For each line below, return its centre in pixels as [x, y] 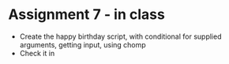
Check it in [37, 53]
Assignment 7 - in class [87, 15]
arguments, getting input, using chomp [83, 44]
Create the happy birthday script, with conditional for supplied [120, 36]
